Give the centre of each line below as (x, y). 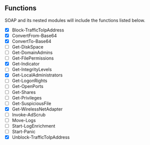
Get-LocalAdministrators (37, 75)
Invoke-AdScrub (29, 114)
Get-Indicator (26, 64)
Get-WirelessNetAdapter (37, 109)
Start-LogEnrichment (33, 126)
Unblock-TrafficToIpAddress (41, 137)
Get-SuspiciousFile (31, 103)
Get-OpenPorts (27, 86)
